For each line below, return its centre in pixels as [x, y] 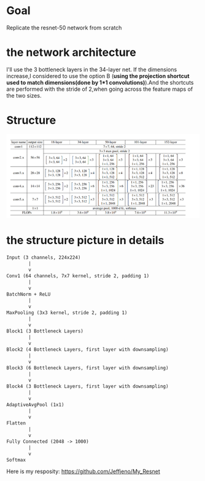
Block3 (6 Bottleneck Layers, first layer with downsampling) [87, 368]
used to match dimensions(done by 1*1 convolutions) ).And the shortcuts [100, 82]
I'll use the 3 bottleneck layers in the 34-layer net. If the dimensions [92, 69]
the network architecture [71, 52]
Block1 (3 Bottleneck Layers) [45, 331]
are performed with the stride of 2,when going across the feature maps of [100, 89]
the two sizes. [24, 95]
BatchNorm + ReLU [29, 294]
